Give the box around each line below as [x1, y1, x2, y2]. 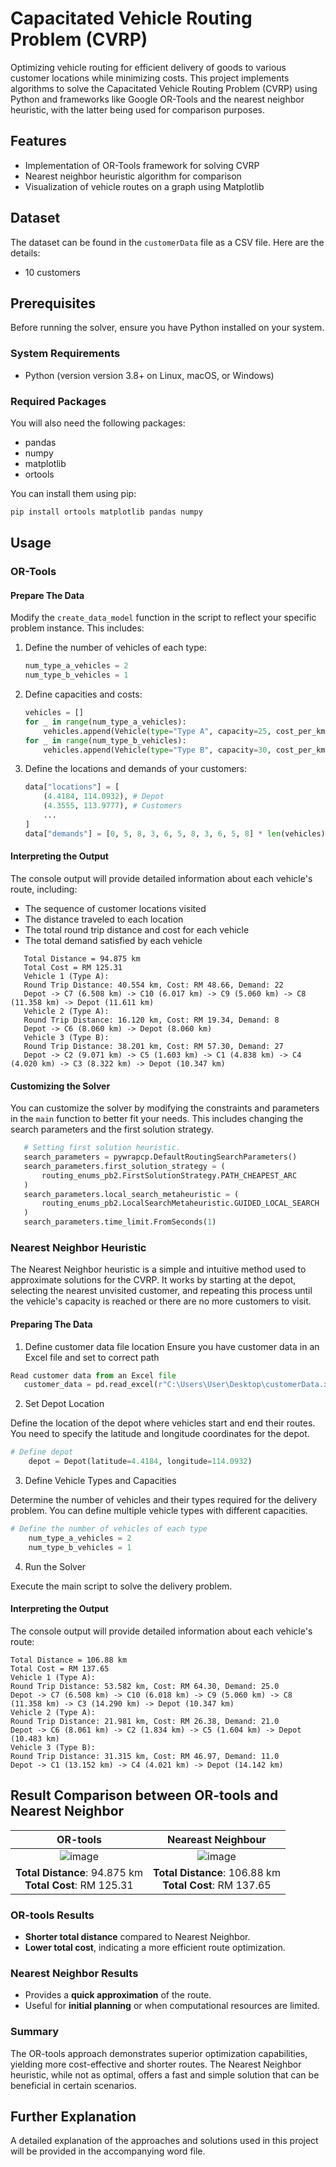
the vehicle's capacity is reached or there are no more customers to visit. [10, 1295, 312, 1307]
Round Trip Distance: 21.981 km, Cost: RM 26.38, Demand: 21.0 [10, 1716, 280, 1726]
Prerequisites [10, 295, 96, 312]
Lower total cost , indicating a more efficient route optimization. [24, 1941, 286, 1953]
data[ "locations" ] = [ [24, 782, 120, 792]
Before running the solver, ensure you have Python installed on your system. [10, 322, 325, 334]
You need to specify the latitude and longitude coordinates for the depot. [10, 1428, 310, 1440]
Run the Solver [24, 1560, 87, 1572]
